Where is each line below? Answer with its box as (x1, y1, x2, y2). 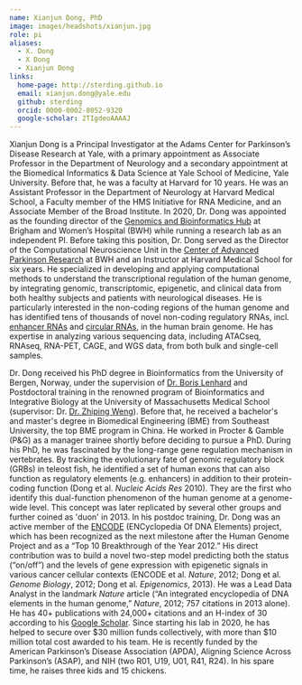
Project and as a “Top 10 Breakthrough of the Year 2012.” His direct (9, 540, 259, 551)
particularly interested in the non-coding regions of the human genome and (9, 302, 290, 313)
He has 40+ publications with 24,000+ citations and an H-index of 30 (9, 607, 268, 619)
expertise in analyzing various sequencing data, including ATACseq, (9, 331, 261, 342)
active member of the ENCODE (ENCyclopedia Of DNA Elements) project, (9, 521, 282, 532)
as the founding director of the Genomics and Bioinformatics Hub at (9, 216, 261, 227)
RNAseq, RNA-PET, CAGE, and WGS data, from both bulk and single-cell (9, 341, 279, 352)
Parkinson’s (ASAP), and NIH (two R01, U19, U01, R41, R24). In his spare (9, 656, 275, 667)
